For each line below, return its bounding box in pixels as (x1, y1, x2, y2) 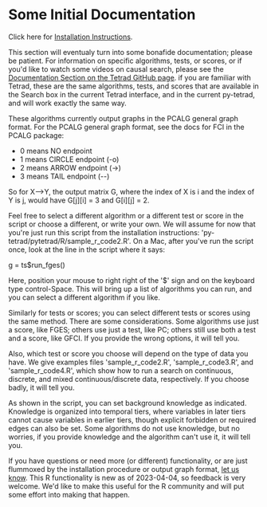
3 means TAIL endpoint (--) (19, 171, 110, 181)
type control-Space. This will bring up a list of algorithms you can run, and (8, 284, 253, 293)
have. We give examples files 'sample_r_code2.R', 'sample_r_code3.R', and (8, 357, 253, 367)
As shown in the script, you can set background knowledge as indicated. (8, 398, 247, 407)
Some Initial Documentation (8, 6, 196, 24)
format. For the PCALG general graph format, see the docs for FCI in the (8, 122, 245, 132)
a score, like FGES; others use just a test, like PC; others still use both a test (8, 324, 257, 334)
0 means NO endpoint (19, 146, 92, 155)
